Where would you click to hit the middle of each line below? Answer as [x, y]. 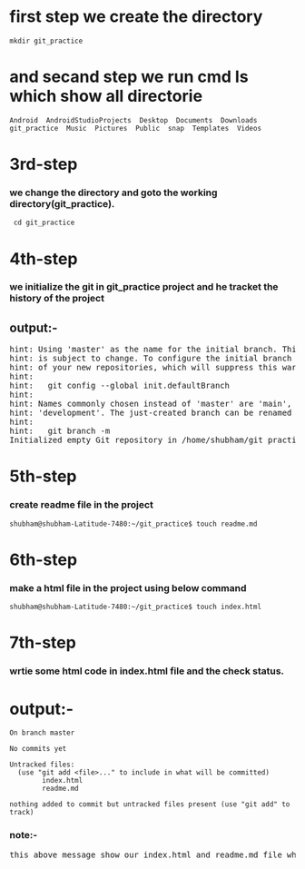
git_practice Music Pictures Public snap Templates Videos [135, 128]
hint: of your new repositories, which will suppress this [144, 368]
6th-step [44, 559]
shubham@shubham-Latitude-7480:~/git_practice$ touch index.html [135, 607]
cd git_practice [44, 223]
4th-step [44, 258]
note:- [24, 835]
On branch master [42, 733]
